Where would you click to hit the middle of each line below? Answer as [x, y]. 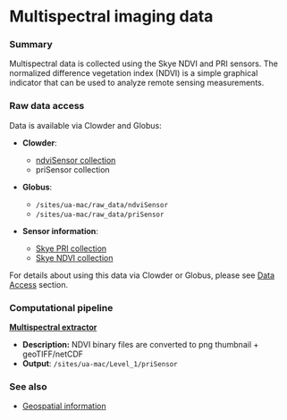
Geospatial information [64, 406]
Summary [31, 45]
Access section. [39, 284]
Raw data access [47, 106]
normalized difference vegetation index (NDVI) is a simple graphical [134, 73]
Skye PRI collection [71, 248]
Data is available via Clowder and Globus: [86, 125]
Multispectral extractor [53, 327]
